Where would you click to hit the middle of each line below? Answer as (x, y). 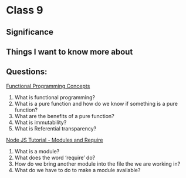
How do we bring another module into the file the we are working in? (97, 164)
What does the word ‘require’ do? (55, 157)
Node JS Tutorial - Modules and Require (55, 140)
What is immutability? (40, 122)
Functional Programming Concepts (48, 86)
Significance (30, 32)
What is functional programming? (55, 97)
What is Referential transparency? (55, 128)
